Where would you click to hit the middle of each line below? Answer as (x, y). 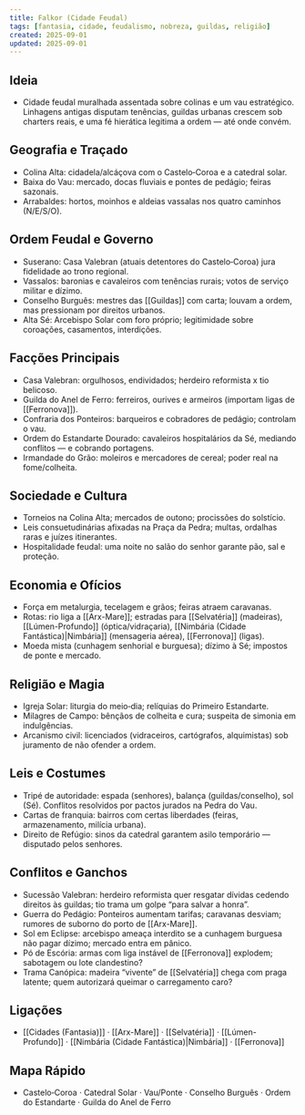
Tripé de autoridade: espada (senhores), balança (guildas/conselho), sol (158, 795)
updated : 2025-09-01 (49, 43)
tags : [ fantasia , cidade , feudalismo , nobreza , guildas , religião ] (140, 26)
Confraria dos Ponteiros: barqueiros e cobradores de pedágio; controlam (159, 418)
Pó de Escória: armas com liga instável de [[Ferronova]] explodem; (147, 953)
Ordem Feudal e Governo (81, 239)
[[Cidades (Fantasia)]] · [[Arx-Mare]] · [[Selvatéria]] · (121, 1032)
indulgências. (48, 725)
